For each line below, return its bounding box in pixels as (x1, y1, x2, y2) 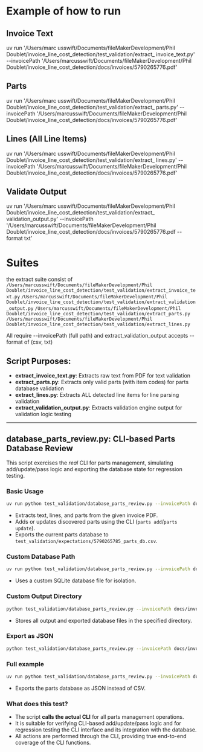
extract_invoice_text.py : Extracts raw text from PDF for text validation (14, 372, 191, 379)
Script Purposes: (6, 356, 71, 366)
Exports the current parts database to (14, 531, 109, 538)
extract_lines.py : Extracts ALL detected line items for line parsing (14, 391, 179, 399)
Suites (6, 255, 39, 269)
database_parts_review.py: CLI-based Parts (6, 434, 176, 444)
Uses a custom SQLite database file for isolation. (14, 577, 137, 584)
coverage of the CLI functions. (14, 739, 91, 747)
